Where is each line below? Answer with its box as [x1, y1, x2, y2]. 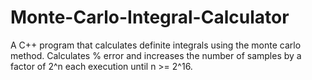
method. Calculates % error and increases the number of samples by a [10, 49, 302, 61]
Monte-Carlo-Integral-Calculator [10, 6, 290, 29]
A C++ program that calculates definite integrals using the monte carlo [10, 39, 302, 51]
